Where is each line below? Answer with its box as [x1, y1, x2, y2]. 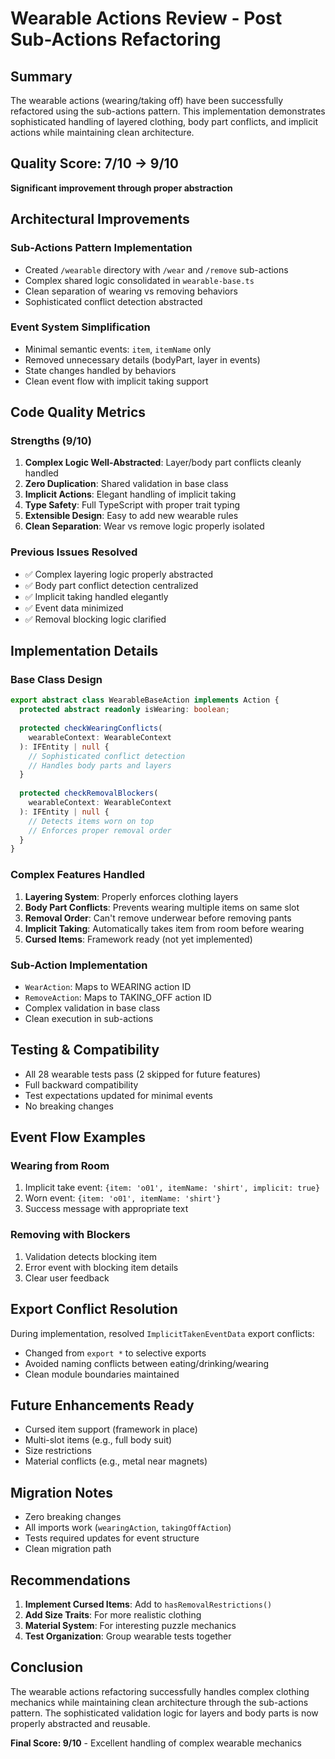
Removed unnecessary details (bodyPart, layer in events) [24, 353, 261, 366]
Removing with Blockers [10, 1228, 131, 1242]
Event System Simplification [10, 320, 151, 334]
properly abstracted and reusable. [10, 1717, 151, 1729]
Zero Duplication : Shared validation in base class [24, 478, 229, 490]
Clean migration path [24, 1543, 112, 1555]
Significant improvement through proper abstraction [10, 182, 233, 194]
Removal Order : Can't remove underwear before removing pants [24, 912, 292, 924]
